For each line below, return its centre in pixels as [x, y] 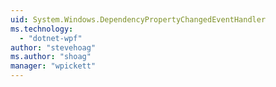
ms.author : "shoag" [51, 57]
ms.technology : [42, 29]
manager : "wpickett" [53, 66]
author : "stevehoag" [53, 47]
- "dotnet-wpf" [51, 38]
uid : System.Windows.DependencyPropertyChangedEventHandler [138, 19]
